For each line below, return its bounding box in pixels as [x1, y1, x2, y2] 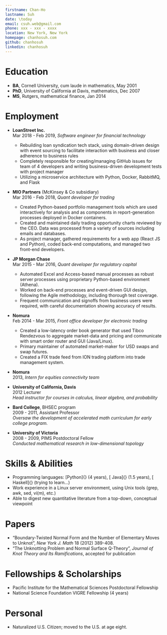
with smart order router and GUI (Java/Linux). [19, 338, 114, 344]
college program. [12, 420, 48, 426]
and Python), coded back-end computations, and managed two [19, 241, 151, 247]
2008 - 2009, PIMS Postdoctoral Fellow [12, 435, 94, 441]
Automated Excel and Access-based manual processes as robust [19, 271, 154, 277]
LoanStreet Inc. [12, 127, 45, 133]
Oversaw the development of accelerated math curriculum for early [12, 415, 152, 421]
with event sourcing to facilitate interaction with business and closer [19, 147, 160, 153]
